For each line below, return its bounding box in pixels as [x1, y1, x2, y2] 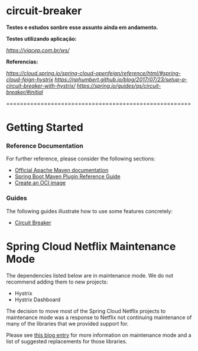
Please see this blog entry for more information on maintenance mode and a [6, 331, 191, 339]
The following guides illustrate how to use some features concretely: [6, 207, 173, 214]
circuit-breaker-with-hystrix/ [6, 82, 76, 89]
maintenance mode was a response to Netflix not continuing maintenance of [6, 314, 192, 321]
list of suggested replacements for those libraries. [6, 337, 128, 344]
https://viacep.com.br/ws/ [6, 46, 70, 54]
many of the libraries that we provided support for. [6, 320, 129, 327]
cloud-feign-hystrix [6, 76, 54, 83]
